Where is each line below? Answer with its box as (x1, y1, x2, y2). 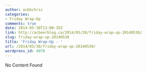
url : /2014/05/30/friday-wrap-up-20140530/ (5, 44, 96, 49)
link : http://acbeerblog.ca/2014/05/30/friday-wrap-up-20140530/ (5, 30, 142, 35)
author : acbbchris (5, 7, 43, 12)
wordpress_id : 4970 (5, 48, 45, 53)
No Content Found (5, 62, 43, 68)
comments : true (5, 21, 37, 26)
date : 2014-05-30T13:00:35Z (5, 26, 63, 31)
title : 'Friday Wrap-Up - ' (5, 39, 63, 44)
